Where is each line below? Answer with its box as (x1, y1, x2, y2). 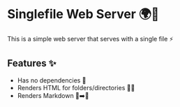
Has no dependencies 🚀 (17, 76, 87, 85)
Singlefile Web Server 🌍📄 (7, 6, 160, 22)
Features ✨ (7, 57, 57, 69)
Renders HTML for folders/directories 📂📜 (17, 83, 135, 92)
